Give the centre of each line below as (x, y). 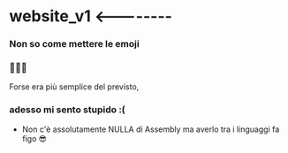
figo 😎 (34, 138)
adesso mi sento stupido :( (67, 110)
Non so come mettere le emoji (74, 44)
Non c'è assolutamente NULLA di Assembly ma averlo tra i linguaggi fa (151, 129)
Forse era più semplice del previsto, (74, 87)
